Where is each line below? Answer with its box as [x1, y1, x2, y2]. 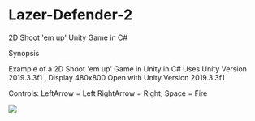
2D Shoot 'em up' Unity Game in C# [8, 32, 128, 42]
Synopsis [8, 48, 40, 58]
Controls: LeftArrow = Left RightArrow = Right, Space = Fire [8, 88, 208, 98]
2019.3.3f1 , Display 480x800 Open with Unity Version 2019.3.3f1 [8, 72, 225, 82]
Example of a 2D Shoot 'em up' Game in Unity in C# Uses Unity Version [8, 63, 248, 74]
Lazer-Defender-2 [8, 6, 133, 24]
